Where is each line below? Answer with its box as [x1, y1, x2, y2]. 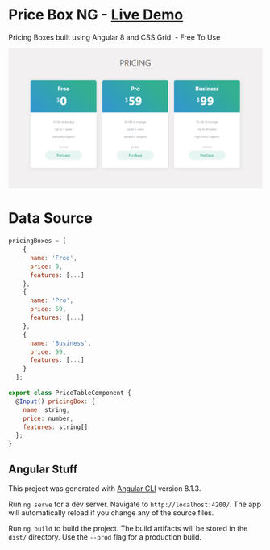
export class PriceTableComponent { [8, 389, 131, 397]
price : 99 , [29, 347, 67, 356]
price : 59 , [29, 305, 67, 313]
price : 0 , [29, 262, 63, 271]
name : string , [23, 405, 70, 414]
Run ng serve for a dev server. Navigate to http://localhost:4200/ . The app [8, 499, 262, 510]
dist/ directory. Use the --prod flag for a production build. [8, 532, 201, 542]
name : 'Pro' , [29, 296, 74, 304]
